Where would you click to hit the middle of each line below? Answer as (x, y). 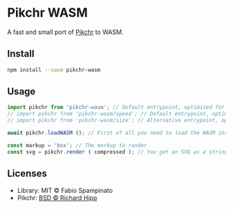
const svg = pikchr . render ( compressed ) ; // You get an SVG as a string (118, 152)
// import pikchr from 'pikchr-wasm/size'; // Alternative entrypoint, (113, 120)
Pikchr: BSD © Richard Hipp (57, 198)
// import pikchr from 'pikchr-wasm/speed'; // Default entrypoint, (108, 114)
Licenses (27, 174)
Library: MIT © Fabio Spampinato (65, 190)
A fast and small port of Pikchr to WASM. (65, 32)
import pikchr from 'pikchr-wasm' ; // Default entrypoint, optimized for (116, 108)
